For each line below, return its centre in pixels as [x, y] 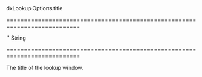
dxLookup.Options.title [35, 8]
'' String [16, 38]
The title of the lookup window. [45, 68]
